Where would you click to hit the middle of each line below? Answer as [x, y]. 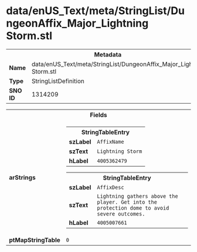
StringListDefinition [58, 81]
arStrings [23, 177]
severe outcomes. [121, 214]
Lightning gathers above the [137, 196]
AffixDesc [110, 187]
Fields [98, 115]
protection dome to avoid [133, 208]
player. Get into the [127, 202]
